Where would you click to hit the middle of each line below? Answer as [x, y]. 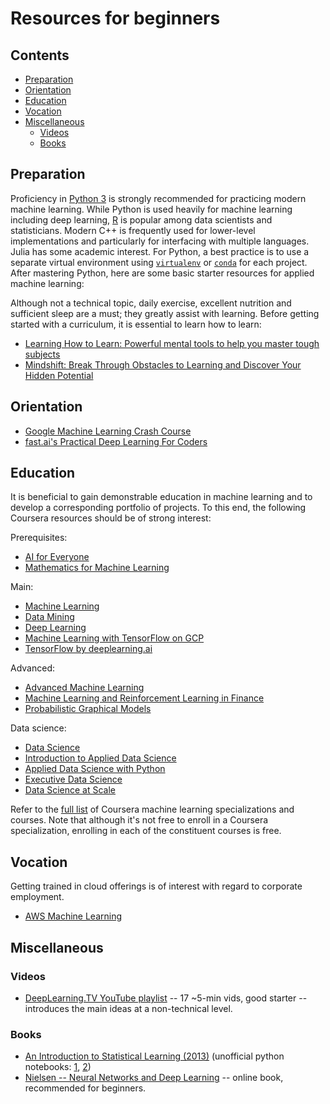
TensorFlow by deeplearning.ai [88, 649]
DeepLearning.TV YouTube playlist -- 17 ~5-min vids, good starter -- [166, 998]
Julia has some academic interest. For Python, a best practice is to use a [160, 251]
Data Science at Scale [70, 790]
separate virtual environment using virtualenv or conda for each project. [159, 262]
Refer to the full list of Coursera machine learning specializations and [152, 809]
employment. [37, 897]
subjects [42, 354]
